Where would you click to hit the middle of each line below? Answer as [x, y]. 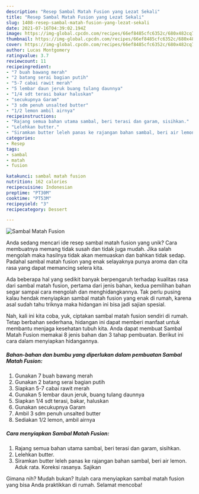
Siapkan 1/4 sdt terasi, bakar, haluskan [62, 401]
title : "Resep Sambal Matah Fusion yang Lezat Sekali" [75, 17]
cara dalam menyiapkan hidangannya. [52, 341]
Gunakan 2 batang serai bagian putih [60, 382]
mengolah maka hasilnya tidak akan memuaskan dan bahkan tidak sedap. [96, 256]
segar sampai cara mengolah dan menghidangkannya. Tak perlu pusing [94, 292]
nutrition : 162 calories [37, 182]
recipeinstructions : [32, 116]
